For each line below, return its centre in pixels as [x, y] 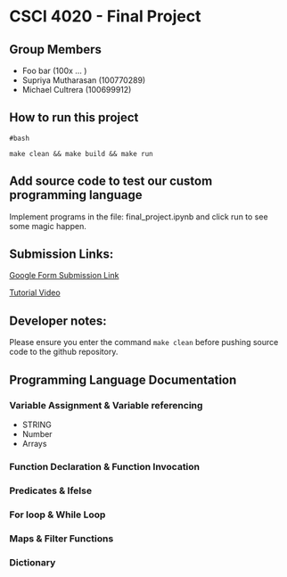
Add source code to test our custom [111, 181]
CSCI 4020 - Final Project [105, 16]
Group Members [56, 49]
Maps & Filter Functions [61, 539]
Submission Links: [61, 255]
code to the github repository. [64, 352]
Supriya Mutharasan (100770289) [84, 80]
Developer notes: [58, 321]
